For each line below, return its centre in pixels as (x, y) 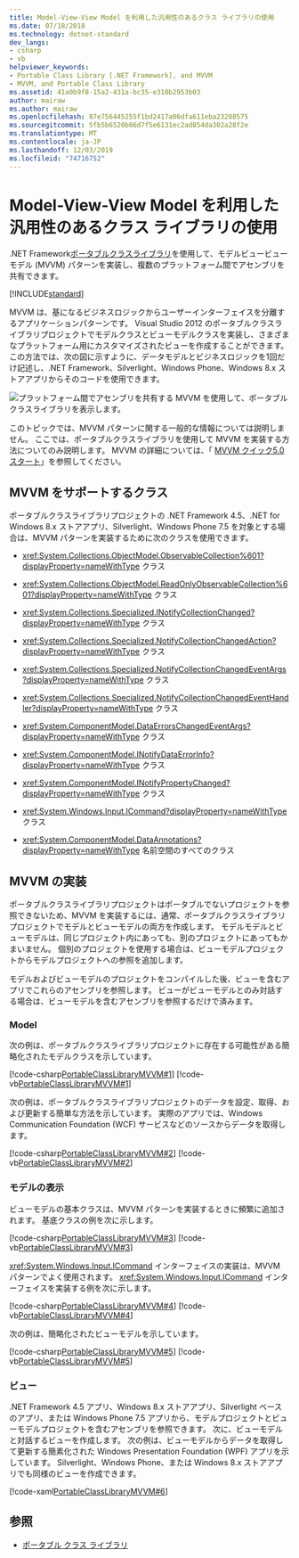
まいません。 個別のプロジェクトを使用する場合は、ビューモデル (127, 949)
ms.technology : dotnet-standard (69, 34)
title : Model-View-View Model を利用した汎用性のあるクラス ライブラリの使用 (142, 17)
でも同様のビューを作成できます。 (79, 1473)
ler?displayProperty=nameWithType (88, 709)
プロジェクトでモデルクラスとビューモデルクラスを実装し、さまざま (165, 334)
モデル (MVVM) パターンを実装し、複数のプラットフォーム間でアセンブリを (147, 265)
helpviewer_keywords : (49, 68)
